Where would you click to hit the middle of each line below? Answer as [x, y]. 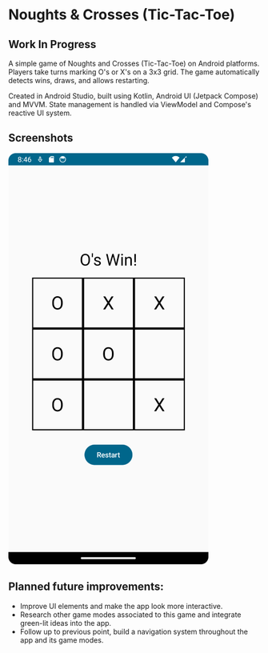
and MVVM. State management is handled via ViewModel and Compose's [130, 104]
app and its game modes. [62, 640]
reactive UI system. [40, 113]
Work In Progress [52, 44]
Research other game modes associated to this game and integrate [130, 615]
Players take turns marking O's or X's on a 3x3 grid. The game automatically [134, 72]
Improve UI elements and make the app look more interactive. [121, 606]
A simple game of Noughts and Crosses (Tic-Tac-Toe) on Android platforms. [134, 63]
